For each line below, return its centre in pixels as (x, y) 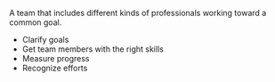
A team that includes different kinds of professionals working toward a (138, 13)
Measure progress (56, 58)
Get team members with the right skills (93, 49)
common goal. (36, 22)
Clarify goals (45, 40)
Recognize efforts (55, 68)
